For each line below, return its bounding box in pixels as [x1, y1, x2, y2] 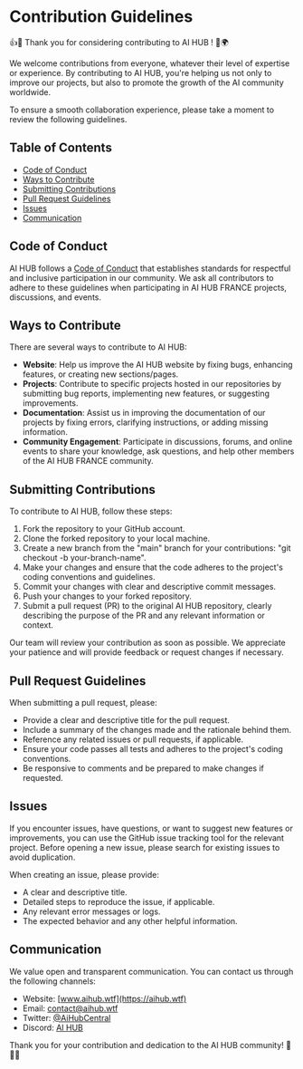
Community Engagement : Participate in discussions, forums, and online [22, 437, 293, 448]
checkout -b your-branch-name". [22, 553, 147, 563]
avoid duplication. [9, 852, 76, 862]
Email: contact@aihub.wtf [22, 1003, 118, 1014]
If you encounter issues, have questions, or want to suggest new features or [9, 823, 294, 833]
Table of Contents [9, 140, 113, 156]
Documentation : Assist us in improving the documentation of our [22, 408, 266, 419]
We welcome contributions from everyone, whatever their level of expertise [9, 57, 290, 69]
